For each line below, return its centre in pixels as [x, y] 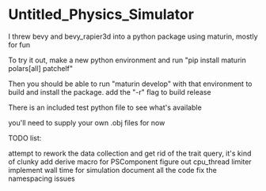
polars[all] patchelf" [41, 68]
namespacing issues [42, 178]
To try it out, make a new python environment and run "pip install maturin [127, 60]
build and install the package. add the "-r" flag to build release [110, 92]
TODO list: [25, 138]
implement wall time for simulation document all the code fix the [113, 170]
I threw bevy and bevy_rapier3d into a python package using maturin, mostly [133, 36]
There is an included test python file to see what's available [105, 107]
